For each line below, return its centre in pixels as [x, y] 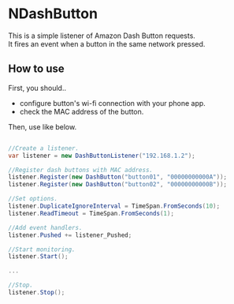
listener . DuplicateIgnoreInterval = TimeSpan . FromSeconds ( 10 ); [114, 206]
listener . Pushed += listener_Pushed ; [70, 235]
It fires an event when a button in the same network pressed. [107, 43]
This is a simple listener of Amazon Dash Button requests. [102, 36]
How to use [36, 69]
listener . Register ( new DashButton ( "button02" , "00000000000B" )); [117, 185]
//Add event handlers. [45, 227]
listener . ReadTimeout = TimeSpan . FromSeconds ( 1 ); [91, 213]
